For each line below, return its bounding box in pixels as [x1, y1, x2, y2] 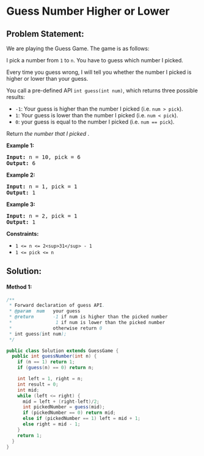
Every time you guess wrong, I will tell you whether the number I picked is [6, 68, 192, 76]
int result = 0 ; [17, 381, 59, 388]
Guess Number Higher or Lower [6, 4, 170, 18]
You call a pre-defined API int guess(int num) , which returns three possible [6, 87, 199, 94]
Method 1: [6, 283, 32, 290]
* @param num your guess [9, 308, 81, 314]
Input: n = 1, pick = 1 [6, 183, 78, 190]
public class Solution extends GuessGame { [6, 347, 119, 354]
